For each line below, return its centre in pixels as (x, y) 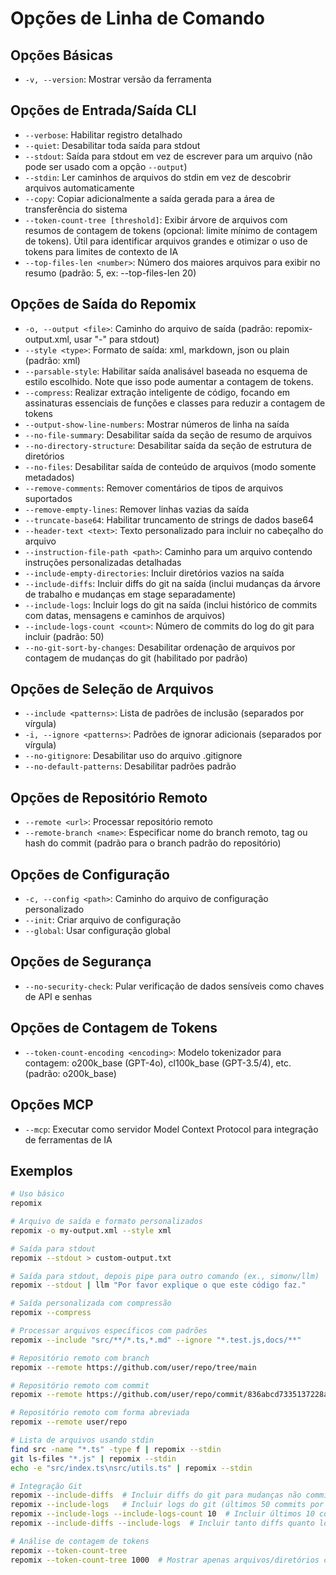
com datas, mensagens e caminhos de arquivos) (125, 615)
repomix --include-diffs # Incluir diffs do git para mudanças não (156, 1495)
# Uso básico (37, 1194)
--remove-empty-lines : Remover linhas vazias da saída (137, 509)
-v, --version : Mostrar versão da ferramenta (118, 79)
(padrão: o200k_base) (70, 1073)
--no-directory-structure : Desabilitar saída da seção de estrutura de (168, 445)
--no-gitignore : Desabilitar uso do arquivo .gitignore (133, 756)
